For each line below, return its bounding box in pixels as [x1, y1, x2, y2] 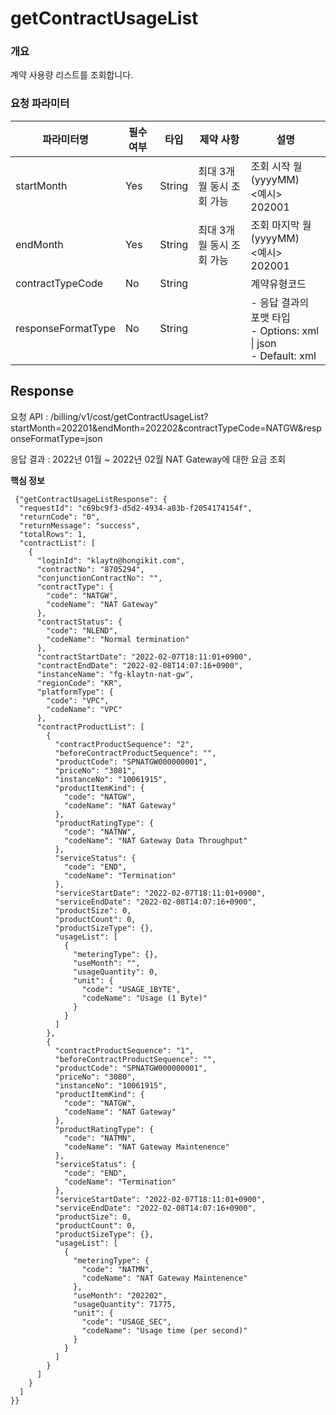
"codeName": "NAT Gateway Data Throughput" [63, 835, 248, 846]
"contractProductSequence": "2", [54, 739, 195, 749]
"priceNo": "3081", [54, 765, 137, 776]
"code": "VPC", [46, 695, 110, 706]
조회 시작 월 [250, 159, 303, 173]
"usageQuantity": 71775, [73, 1299, 177, 1309]
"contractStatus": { [36, 617, 123, 627]
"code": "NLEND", [46, 625, 118, 636]
